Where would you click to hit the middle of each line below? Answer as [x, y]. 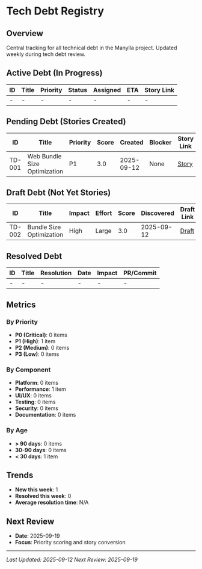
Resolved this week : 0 [43, 496]
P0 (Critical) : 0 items [41, 335]
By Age [17, 431]
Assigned [107, 90]
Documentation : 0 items [45, 415]
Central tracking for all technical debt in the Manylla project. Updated [92, 48]
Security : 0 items [37, 408]
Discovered [158, 213]
